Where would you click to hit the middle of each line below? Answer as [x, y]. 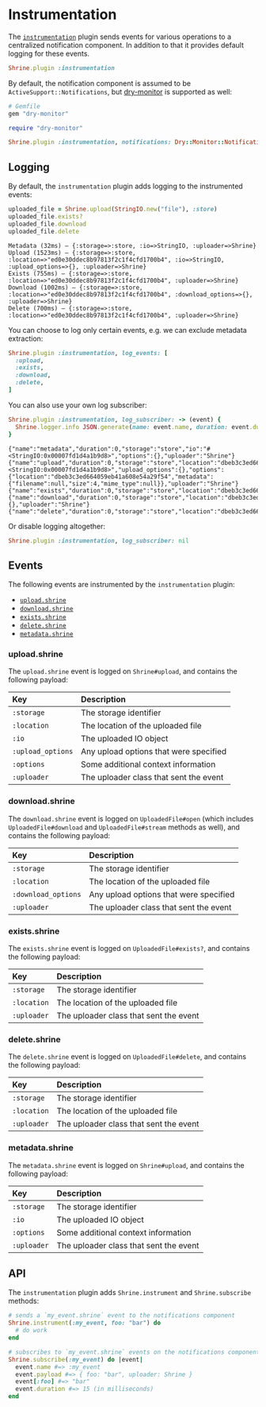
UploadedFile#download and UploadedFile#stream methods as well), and [124, 827]
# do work [31, 1331]
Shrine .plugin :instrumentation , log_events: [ [88, 353]
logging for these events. [49, 53]
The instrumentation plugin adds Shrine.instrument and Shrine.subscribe [130, 1293]
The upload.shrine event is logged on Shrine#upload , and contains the [123, 671]
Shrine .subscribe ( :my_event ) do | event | [76, 1359]
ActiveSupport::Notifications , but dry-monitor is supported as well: [120, 91]
